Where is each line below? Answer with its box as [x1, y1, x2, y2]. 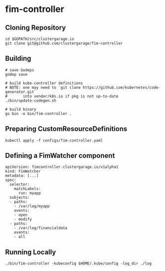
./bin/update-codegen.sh [5, 98, 56, 103]
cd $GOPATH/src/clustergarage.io [5, 36, 74, 41]
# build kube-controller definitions [5, 81, 83, 86]
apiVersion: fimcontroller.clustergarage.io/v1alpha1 [5, 164, 119, 170]
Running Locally [5, 248, 56, 256]
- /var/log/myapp [14, 204, 50, 209]
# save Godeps [5, 67, 35, 73]
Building [5, 54, 31, 63]
